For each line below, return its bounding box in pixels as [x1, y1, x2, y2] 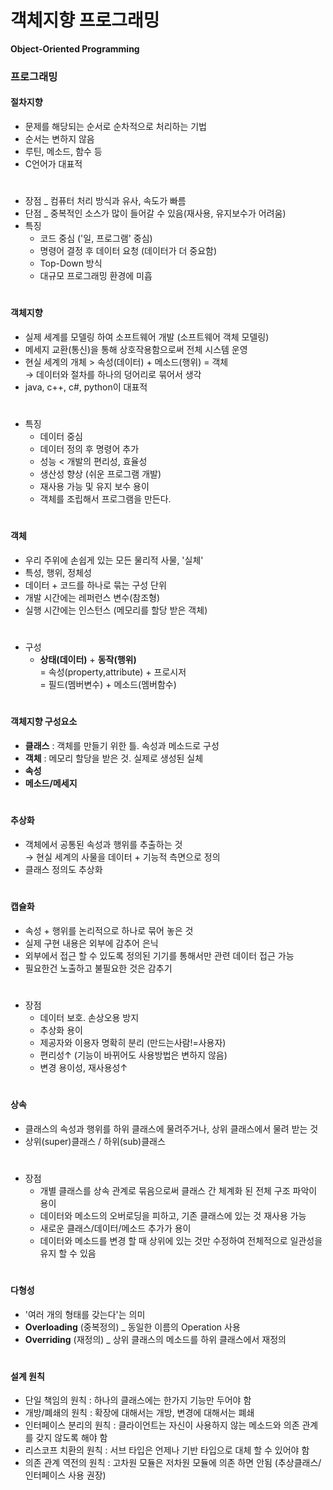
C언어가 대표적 [24, 158, 83, 170]
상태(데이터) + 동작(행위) [39, 654, 137, 666]
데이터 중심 [39, 431, 83, 443]
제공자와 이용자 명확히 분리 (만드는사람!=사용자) [39, 1036, 227, 1048]
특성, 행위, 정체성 [24, 567, 92, 579]
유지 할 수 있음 [39, 1247, 97, 1259]
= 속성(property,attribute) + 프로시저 [39, 666, 187, 678]
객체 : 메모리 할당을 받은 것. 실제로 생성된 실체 [24, 752, 204, 765]
